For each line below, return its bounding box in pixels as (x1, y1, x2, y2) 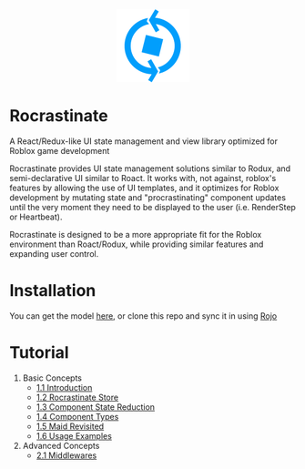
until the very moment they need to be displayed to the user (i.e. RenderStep (9, 201, 296, 212)
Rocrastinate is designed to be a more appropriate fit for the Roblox (9, 229, 262, 240)
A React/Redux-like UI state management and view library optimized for (9, 136, 279, 147)
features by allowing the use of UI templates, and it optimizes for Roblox (9, 182, 280, 193)
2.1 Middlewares (36, 450, 97, 461)
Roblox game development (9, 145, 110, 156)
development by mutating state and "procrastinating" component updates (9, 191, 287, 203)
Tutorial (9, 342, 70, 363)
